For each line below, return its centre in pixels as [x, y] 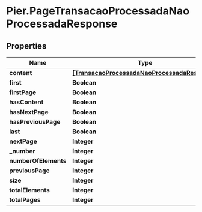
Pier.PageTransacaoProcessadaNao [98, 11]
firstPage [23, 92]
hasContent [26, 102]
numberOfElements [38, 161]
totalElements [29, 190]
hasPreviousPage [35, 122]
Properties [26, 46]
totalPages [25, 200]
